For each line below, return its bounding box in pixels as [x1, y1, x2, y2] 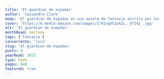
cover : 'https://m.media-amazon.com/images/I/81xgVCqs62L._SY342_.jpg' [5, 21, 154, 26]
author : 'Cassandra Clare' [5, 12, 60, 17]
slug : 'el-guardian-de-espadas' [5, 44, 71, 49]
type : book [5, 57, 27, 62]
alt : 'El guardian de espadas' [5, 26, 69, 30]
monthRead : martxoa [5, 30, 45, 35]
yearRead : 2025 [5, 53, 36, 58]
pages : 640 [5, 62, 27, 67]
